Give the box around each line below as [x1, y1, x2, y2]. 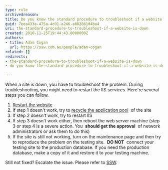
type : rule [5, 7, 28, 13]
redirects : [5, 54, 28, 59]
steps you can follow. [5, 92, 49, 98]
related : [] [5, 49, 30, 54]
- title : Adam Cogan [5, 40, 48, 45]
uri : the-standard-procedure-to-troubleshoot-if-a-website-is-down [5, 26, 149, 31]
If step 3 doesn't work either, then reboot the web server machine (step [12, 118, 160, 124]
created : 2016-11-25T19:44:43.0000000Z [5, 31, 88, 36]
